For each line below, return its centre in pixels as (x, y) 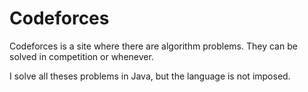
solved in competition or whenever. (81, 56)
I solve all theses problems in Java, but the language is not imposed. (150, 76)
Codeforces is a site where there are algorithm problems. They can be (153, 46)
